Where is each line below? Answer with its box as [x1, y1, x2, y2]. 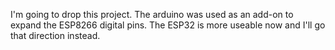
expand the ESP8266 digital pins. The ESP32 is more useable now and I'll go [10, 19, 326, 31]
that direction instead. [10, 30, 101, 41]
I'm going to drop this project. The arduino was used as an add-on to [10, 9, 294, 20]
